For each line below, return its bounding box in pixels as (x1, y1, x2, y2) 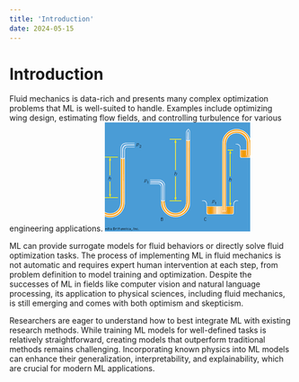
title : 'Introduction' (9, 14, 94, 23)
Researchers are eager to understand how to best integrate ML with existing (9, 315, 291, 326)
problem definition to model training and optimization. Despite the (9, 270, 252, 280)
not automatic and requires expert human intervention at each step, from (9, 260, 278, 271)
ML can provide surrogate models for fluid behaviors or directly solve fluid (9, 241, 285, 252)
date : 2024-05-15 (9, 23, 75, 33)
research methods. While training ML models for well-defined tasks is (9, 324, 267, 336)
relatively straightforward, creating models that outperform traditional (9, 334, 266, 345)
